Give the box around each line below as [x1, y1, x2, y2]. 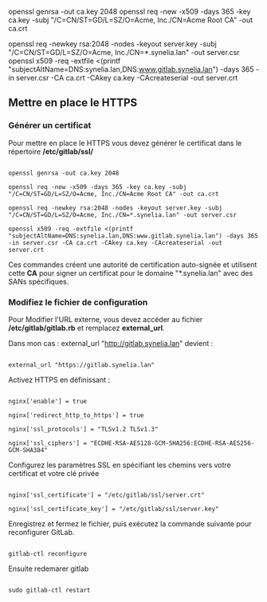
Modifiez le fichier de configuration [8, 297, 148, 308]
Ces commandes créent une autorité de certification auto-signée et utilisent [8, 259, 257, 270]
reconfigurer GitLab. [8, 527, 75, 537]
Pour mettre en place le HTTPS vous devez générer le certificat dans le [8, 138, 242, 148]
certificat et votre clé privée [8, 468, 100, 478]
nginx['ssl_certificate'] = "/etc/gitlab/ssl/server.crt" [8, 490, 205, 499]
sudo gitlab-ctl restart [8, 586, 91, 594]
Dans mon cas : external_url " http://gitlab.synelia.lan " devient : [8, 338, 214, 348]
